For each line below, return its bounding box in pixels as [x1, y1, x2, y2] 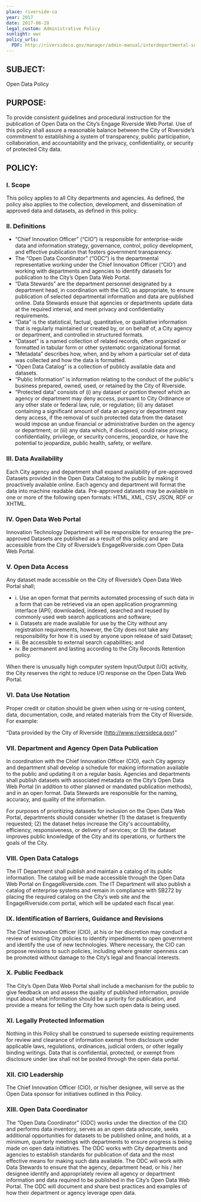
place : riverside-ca [6, 8, 58, 15]
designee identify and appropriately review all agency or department [6, 1170, 175, 1177]
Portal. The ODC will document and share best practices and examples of [6, 1182, 187, 1190]
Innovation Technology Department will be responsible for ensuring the [6, 529, 182, 536]
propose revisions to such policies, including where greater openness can [6, 947, 188, 954]
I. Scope [6, 180, 31, 189]
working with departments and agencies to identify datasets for [14, 267, 172, 275]
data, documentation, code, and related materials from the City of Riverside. [6, 711, 193, 718]
